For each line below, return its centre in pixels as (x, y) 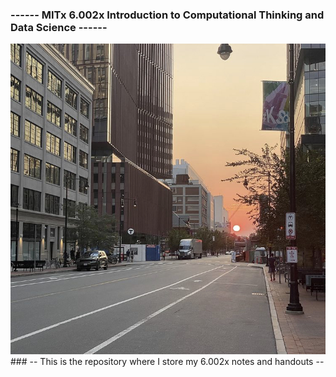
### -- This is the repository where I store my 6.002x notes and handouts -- (167, 361)
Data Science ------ (59, 27)
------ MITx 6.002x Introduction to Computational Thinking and (167, 15)
